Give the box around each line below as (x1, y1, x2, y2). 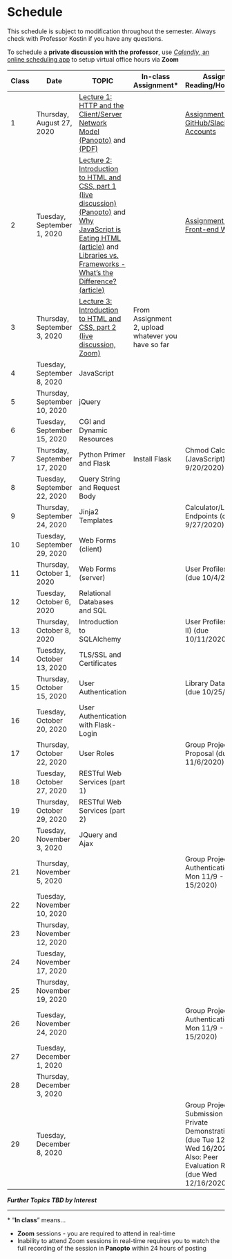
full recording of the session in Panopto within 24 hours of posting (17, 1244, 207, 1252)
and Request (79, 482, 120, 492)
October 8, (36, 625, 71, 635)
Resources (79, 434, 114, 443)
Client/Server (79, 109, 122, 118)
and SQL (79, 606, 107, 615)
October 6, (36, 597, 71, 606)
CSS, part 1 (79, 181, 117, 191)
